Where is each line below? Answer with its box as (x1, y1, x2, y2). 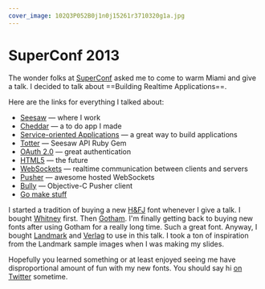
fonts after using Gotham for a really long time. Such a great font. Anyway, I (8, 222, 258, 231)
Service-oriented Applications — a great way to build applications (19, 129, 238, 139)
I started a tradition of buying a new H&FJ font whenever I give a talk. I (8, 205, 241, 214)
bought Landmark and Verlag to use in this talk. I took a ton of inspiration (8, 230, 249, 240)
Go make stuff (19, 189, 67, 199)
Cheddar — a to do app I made (19, 121, 122, 131)
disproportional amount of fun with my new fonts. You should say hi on (8, 263, 243, 273)
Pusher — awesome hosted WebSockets (19, 172, 155, 181)
